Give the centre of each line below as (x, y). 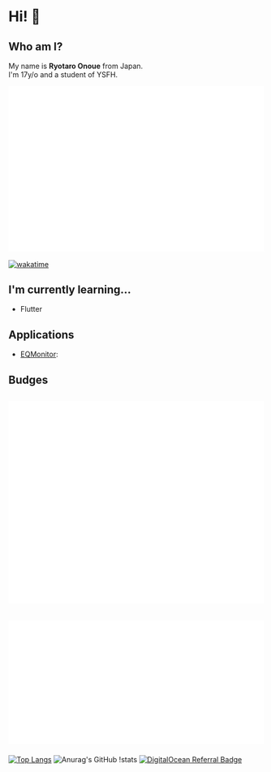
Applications (41, 335)
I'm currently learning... (70, 289)
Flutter (31, 309)
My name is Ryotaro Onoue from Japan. (76, 66)
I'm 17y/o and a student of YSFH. (63, 75)
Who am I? (36, 47)
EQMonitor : (39, 354)
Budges (28, 380)
